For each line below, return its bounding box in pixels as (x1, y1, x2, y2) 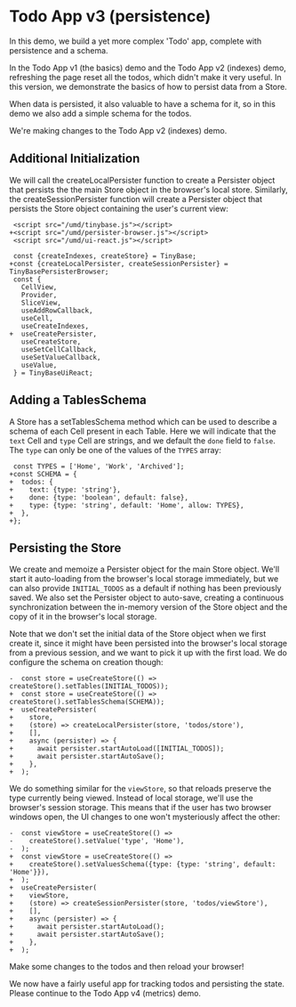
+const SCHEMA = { (9, 469, 77, 478)
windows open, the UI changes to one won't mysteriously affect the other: (9, 812, 281, 823)
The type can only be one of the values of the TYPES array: (9, 444, 222, 455)
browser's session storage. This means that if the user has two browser (9, 802, 272, 813)
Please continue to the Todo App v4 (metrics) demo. (9, 988, 202, 999)
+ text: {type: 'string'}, (9, 485, 122, 494)
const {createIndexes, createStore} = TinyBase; (12, 251, 197, 260)
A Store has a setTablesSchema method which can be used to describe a (9, 416, 277, 426)
